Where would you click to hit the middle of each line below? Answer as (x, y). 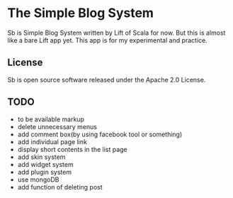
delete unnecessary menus (57, 126)
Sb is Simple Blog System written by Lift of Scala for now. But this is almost (116, 33)
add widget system (45, 164)
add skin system (41, 157)
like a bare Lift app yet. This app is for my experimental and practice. (107, 40)
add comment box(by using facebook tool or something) (100, 134)
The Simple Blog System (81, 13)
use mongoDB (38, 180)
